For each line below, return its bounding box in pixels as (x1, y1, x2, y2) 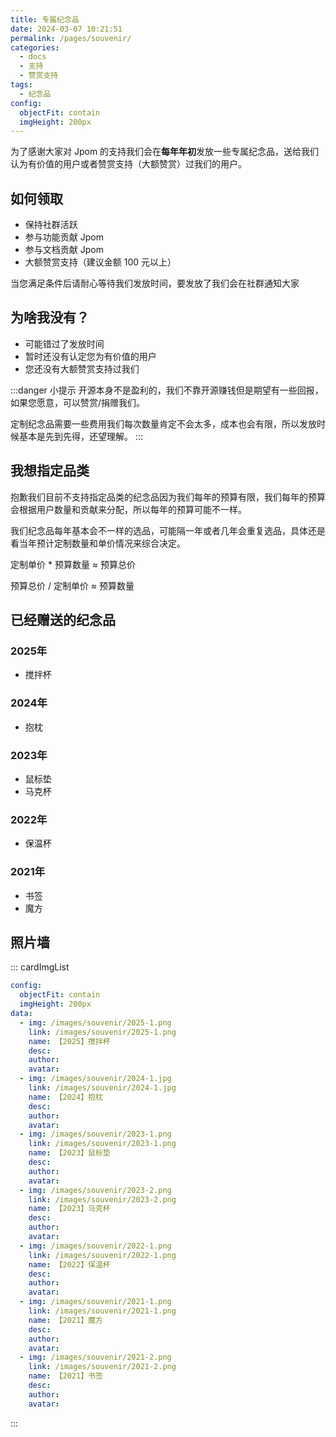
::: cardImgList (10, 961, 70, 973)
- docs (19, 52, 47, 62)
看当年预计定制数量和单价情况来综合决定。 (10, 537, 186, 549)
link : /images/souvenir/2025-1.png (28, 1027, 177, 1037)
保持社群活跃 (24, 219, 78, 231)
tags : (10, 80, 33, 90)
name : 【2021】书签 (28, 1371, 103, 1381)
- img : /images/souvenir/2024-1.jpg (19, 1074, 172, 1084)
